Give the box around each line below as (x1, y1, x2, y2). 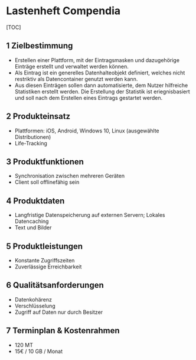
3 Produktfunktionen (6, 157, 84, 167)
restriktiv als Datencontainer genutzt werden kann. (14, 75, 138, 82)
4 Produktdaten (6, 196, 65, 206)
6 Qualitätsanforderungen (6, 280, 104, 290)
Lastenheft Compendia (6, 4, 121, 18)
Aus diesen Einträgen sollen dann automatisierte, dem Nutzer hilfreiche (14, 82, 188, 89)
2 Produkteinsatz (6, 111, 71, 122)
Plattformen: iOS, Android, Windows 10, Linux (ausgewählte (14, 127, 159, 134)
